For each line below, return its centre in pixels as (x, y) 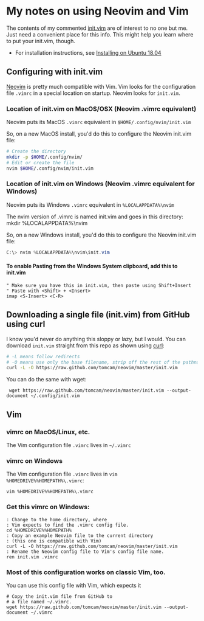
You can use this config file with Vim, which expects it (74, 585)
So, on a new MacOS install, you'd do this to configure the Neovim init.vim (99, 134)
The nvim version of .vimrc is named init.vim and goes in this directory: (95, 217)
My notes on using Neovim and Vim (98, 11)
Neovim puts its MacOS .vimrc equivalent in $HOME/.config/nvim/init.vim (99, 122)
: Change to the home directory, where (57, 519)
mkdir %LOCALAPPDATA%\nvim (47, 223)
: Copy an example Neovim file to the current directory (80, 536)
